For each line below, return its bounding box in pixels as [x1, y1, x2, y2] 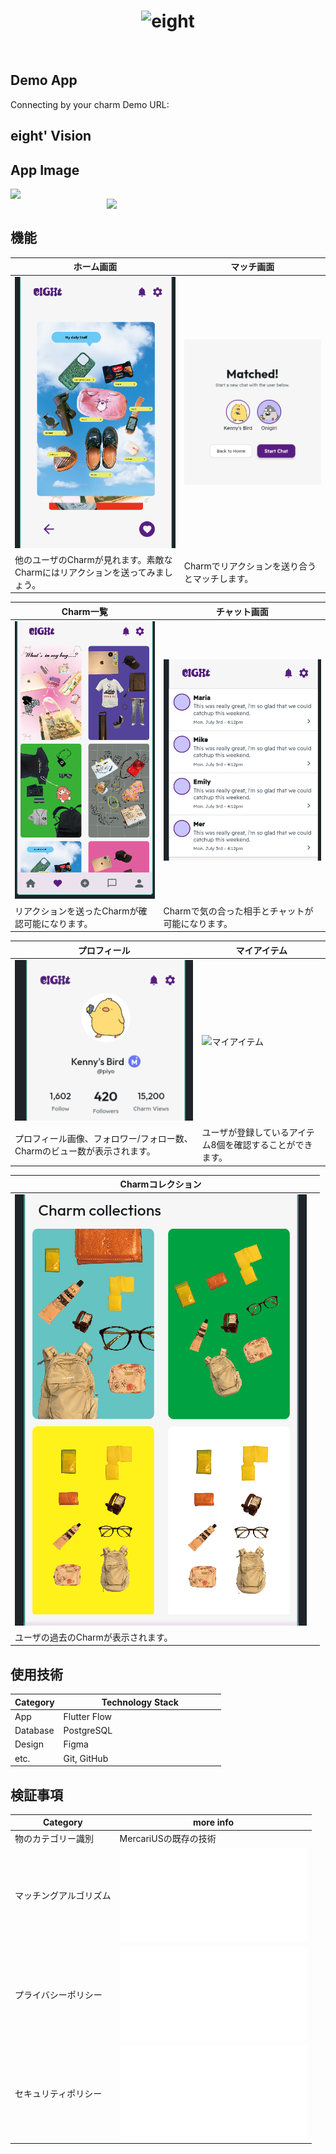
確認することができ [233, 1139, 313, 1151]
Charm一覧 [61, 605, 108, 617]
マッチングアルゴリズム [14, 1890, 112, 1902]
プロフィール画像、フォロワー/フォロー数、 [14, 1133, 193, 1145]
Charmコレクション [119, 1178, 202, 1190]
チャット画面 [215, 605, 269, 617]
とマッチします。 [183, 572, 254, 584]
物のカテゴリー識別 [14, 1832, 94, 1844]
